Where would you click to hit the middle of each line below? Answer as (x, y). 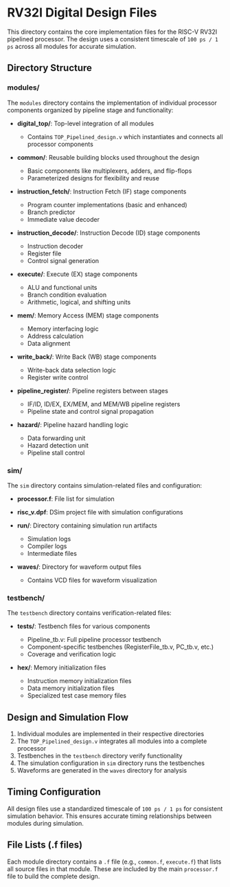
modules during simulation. (46, 823)
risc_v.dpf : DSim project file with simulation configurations (100, 512)
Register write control (58, 377)
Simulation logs (49, 539)
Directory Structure (50, 68)
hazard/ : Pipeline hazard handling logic (73, 424)
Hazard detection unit (58, 445)
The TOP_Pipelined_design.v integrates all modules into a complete (112, 741)
